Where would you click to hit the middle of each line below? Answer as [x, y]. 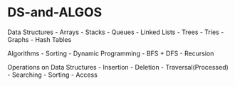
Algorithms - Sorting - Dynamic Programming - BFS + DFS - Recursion [111, 53]
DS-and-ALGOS [55, 12]
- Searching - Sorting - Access [53, 75]
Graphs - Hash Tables [40, 39]
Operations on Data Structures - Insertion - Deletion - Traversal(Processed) [118, 67]
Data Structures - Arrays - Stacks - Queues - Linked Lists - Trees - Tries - [116, 32]
